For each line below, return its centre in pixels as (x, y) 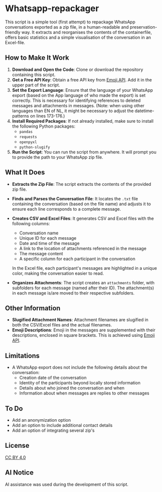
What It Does (25, 172)
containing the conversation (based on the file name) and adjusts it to (81, 204)
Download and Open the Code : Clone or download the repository (78, 69)
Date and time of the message (49, 243)
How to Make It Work (37, 58)
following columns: (31, 223)
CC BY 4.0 (16, 457)
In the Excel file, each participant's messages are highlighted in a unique (84, 268)
